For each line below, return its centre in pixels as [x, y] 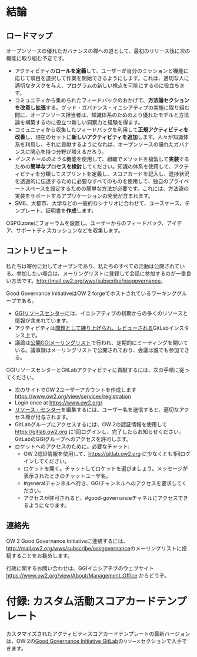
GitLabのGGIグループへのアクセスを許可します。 [73, 439]
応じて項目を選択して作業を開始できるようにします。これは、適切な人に [102, 78]
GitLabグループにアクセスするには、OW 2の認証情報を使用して [91, 424]
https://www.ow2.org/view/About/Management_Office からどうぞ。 [88, 575]
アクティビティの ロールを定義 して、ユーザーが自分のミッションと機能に [102, 71]
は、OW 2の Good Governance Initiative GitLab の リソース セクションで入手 [94, 641]
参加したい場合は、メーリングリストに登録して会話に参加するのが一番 [101, 273]
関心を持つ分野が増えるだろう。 [69, 152]
